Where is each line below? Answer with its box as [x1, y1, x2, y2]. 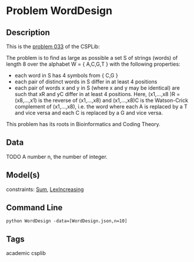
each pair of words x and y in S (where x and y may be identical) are [14, 84, 180, 91]
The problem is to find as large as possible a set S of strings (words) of [6, 55, 178, 61]
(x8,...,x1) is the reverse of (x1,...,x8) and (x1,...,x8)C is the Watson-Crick [14, 97, 189, 104]
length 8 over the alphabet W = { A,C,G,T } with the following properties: [6, 60, 180, 67]
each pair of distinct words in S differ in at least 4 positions [14, 78, 158, 85]
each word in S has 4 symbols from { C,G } [14, 72, 119, 79]
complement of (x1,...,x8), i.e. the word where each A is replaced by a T [14, 103, 188, 110]
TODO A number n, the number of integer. [6, 153, 108, 160]
